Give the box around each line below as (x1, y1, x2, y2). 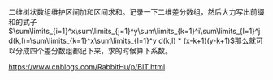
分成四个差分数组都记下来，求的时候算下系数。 (15, 46, 172, 55)
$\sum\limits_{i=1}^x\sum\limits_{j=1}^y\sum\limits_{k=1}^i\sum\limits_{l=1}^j (8, 27, 261, 36)
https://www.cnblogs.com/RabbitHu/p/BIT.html (8, 62, 166, 71)
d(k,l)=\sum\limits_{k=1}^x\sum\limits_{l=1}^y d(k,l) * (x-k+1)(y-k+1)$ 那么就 (8, 36, 257, 45)
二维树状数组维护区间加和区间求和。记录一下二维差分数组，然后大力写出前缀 (8, 7, 265, 16)
